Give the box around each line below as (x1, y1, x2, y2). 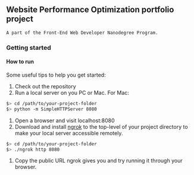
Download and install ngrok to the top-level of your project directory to (14, 123, 189, 130)
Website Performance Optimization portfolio (6, 5, 174, 15)
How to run (6, 58, 35, 65)
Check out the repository (14, 82, 76, 90)
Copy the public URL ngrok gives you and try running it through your (14, 157, 183, 164)
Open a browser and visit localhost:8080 (14, 117, 115, 124)
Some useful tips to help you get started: (6, 71, 106, 78)
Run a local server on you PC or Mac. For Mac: (14, 89, 130, 96)
